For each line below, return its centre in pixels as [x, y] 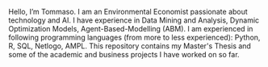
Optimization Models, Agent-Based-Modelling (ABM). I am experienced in [131, 29]
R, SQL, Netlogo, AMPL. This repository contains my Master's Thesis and [130, 46]
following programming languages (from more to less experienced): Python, [134, 37]
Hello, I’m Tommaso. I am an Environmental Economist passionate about [128, 12]
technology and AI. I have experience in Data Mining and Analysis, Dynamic [134, 20]
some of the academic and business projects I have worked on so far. [124, 54]
